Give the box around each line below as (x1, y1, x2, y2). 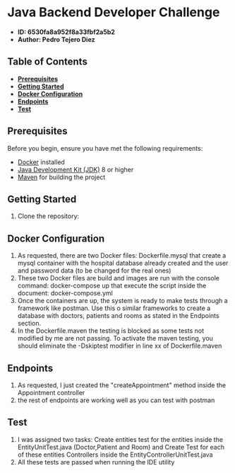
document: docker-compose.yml (17, 289, 113, 297)
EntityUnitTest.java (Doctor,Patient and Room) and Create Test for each (17, 443, 224, 451)
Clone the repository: (17, 212, 80, 220)
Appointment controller (17, 389, 85, 397)
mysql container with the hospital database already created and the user (17, 259, 229, 268)
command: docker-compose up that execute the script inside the (17, 281, 207, 290)
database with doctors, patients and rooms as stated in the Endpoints (17, 312, 220, 320)
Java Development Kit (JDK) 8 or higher (17, 165, 134, 173)
